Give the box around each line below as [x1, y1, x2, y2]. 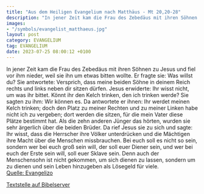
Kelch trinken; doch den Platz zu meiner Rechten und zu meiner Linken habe [6, 104, 198, 112]
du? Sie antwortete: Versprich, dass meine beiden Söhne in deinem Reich [6, 78, 191, 85]
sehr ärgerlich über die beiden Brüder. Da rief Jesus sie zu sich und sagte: [6, 123, 193, 131]
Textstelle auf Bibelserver [6, 181, 71, 188]
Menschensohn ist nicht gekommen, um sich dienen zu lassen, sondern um [6, 156, 196, 163]
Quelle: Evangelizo [6, 169, 53, 176]
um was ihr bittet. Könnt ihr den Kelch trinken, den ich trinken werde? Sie [6, 91, 189, 98]
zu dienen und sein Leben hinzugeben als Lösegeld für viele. [6, 162, 160, 170]
